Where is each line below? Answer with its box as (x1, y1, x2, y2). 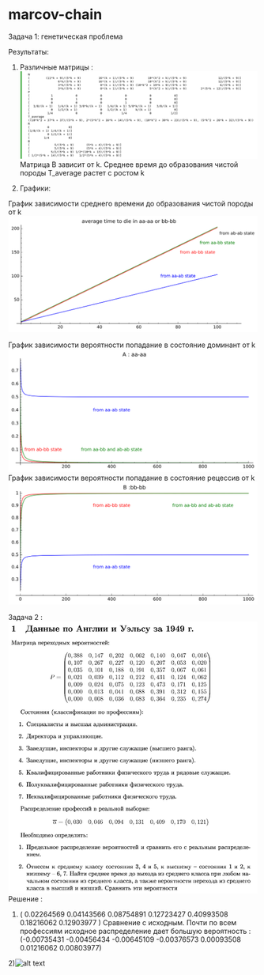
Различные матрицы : (19, 62, 93, 72)
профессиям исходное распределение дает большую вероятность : (19, 926, 251, 935)
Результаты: (8, 47, 49, 56)
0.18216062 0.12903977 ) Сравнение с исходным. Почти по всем (19, 917, 237, 927)
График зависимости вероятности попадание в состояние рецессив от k (8, 473, 255, 482)
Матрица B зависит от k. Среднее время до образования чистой (19, 160, 239, 169)
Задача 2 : (8, 613, 43, 622)
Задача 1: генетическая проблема (8, 32, 123, 41)
